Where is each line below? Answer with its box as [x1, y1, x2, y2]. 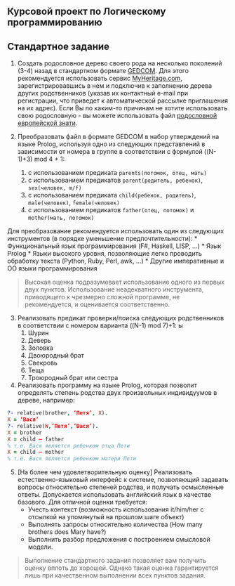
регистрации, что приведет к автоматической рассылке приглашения [17, 96, 229, 105]
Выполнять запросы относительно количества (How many [27, 520, 203, 529]
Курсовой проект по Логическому [7, 6, 166, 18]
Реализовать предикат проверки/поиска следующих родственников [17, 314, 224, 323]
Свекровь [27, 358, 58, 367]
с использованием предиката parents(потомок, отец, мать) [27, 169, 207, 177]
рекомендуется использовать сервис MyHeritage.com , [17, 74, 182, 83]
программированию [7, 17, 103, 29]
